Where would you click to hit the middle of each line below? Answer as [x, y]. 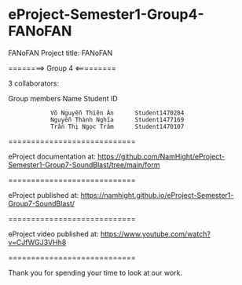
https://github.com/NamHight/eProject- [161, 156]
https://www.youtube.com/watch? [155, 234]
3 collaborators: [34, 83]
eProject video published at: [53, 234]
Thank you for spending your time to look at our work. [95, 272]
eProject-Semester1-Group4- [106, 15]
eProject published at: [44, 195]
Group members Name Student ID [63, 98]
